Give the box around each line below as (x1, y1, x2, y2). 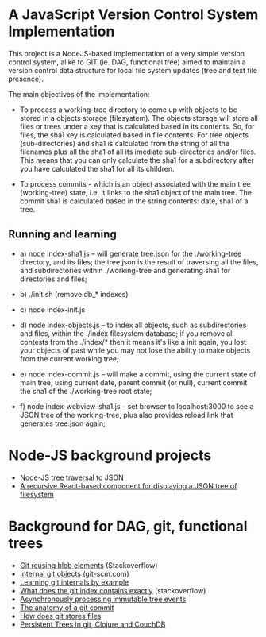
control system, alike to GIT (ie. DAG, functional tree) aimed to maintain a (8, 57, 246, 67)
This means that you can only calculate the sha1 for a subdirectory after (19, 155, 254, 164)
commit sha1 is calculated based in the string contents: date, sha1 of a (19, 196, 249, 206)
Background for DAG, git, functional (8, 517, 248, 535)
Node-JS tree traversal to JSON (19, 473, 125, 482)
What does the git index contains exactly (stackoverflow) (19, 585, 206, 595)
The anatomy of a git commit (19, 602, 114, 612)
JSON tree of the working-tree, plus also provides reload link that (19, 410, 233, 419)
